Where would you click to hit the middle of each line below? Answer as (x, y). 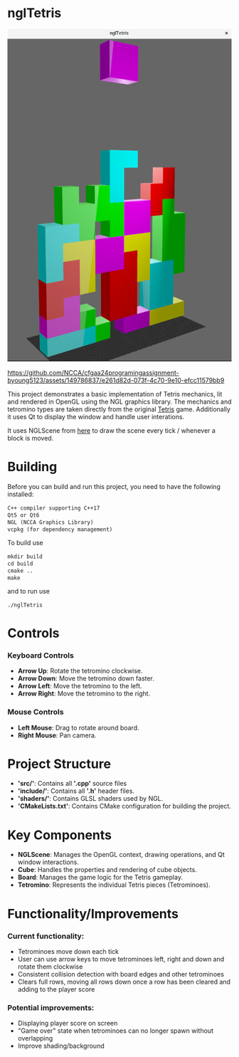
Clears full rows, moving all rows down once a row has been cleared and (124, 982)
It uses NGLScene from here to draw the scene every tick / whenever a (111, 430)
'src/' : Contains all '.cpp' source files (72, 784)
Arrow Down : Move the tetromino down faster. (86, 678)
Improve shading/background (61, 1046)
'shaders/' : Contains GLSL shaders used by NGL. (90, 799)
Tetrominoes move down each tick (68, 951)
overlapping (35, 1038)
